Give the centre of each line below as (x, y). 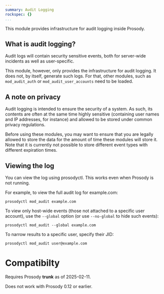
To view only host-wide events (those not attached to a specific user (75, 211)
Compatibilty (33, 263)
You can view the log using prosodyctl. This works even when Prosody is (80, 177)
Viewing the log (30, 166)
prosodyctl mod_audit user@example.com (46, 243)
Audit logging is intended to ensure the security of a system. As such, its (79, 109)
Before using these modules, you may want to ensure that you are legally (79, 134)
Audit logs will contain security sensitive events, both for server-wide (76, 56)
